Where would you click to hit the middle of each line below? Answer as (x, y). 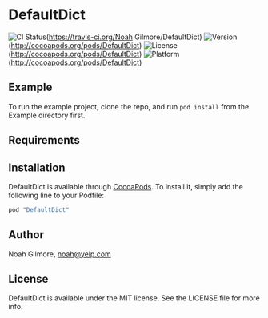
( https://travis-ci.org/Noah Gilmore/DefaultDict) (124, 37)
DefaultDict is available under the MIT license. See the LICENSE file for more (134, 298)
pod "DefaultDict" (39, 209)
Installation (37, 167)
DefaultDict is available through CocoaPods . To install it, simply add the (126, 186)
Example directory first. (47, 115)
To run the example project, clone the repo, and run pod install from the (129, 106)
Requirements (44, 140)
